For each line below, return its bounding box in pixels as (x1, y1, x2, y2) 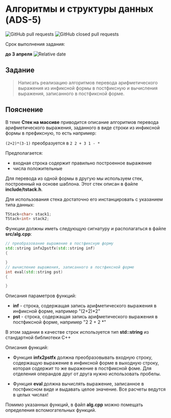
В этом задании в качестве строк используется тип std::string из (5, 329, 149, 335)
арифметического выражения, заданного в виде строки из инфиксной (5, 124, 160, 131)
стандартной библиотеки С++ (5, 335, 71, 341)
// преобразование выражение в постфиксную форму (5, 241, 114, 246)
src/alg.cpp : (5, 231, 32, 237)
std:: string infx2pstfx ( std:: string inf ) (5, 246, 96, 251)
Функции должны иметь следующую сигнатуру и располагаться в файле (5, 226, 166, 232)
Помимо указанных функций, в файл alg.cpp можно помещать (5, 402, 143, 408)
